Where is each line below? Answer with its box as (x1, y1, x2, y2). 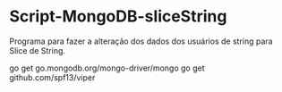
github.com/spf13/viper (9, 71, 96, 82)
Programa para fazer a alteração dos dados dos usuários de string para (9, 36, 273, 46)
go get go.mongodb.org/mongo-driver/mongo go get (9, 63, 205, 73)
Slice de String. (9, 45, 65, 55)
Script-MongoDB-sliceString (9, 6, 227, 27)
